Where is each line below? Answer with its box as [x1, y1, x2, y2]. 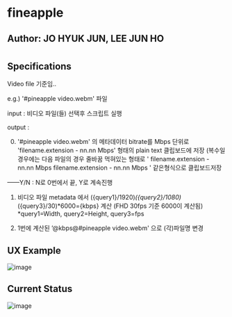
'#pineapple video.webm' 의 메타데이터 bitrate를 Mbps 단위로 [17, 138, 190, 146]
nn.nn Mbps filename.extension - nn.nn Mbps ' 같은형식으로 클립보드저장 [17, 163, 222, 172]
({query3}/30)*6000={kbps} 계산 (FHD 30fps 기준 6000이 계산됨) [17, 202, 204, 210]
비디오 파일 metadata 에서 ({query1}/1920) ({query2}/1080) [17, 193, 182, 202]
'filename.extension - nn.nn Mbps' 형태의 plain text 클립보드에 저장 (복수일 [17, 146, 226, 154]
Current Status [7, 283, 73, 295]
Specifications [7, 60, 72, 72]
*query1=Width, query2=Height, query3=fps [17, 210, 144, 218]
